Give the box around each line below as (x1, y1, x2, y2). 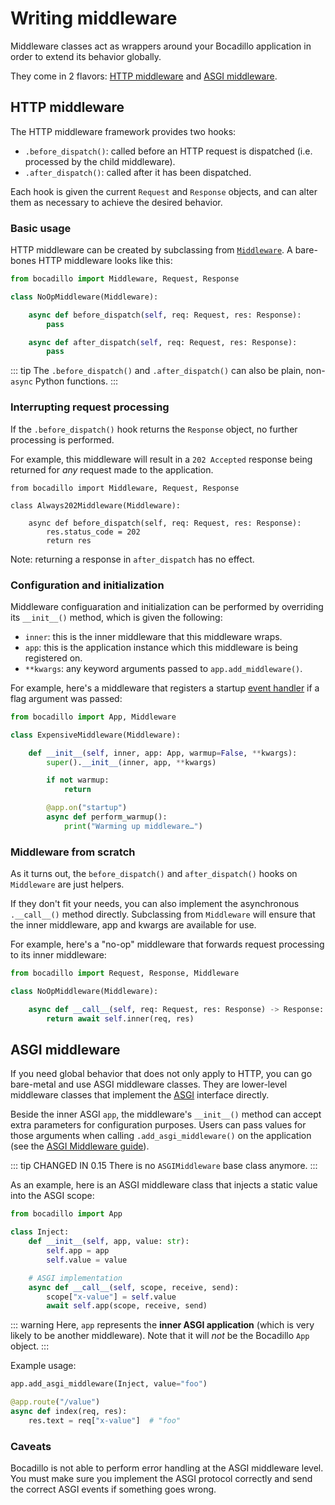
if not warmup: (46, 775, 110, 786)
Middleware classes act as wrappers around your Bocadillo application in (10, 40, 312, 52)
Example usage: (10, 1360, 77, 1372)
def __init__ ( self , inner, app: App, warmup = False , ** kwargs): (28, 748, 298, 758)
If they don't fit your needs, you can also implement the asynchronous (10, 898, 300, 910)
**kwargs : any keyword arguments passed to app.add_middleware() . (24, 662, 303, 674)
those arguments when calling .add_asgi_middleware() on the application (10, 1130, 312, 1142)
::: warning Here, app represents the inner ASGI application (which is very (10, 1319, 315, 1331)
